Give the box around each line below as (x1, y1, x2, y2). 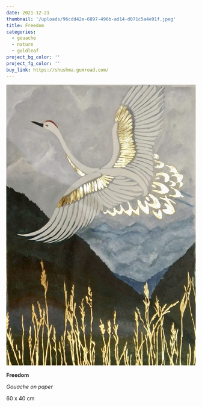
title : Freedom (6, 22, 44, 28)
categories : (6, 29, 36, 35)
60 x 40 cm (6, 395, 35, 402)
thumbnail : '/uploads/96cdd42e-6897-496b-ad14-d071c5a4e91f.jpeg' (6, 16, 176, 22)
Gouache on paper (6, 383, 53, 391)
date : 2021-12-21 (6, 10, 50, 16)
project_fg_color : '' (6, 60, 61, 66)
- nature (11, 42, 34, 48)
